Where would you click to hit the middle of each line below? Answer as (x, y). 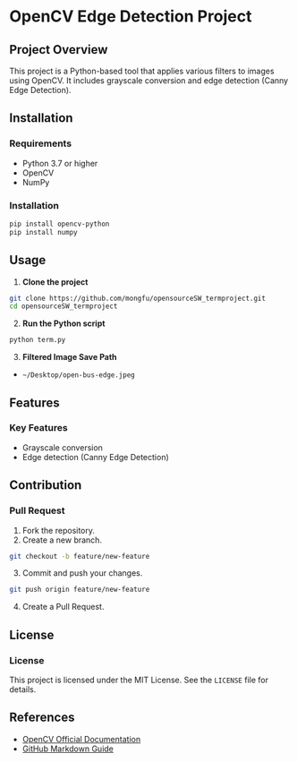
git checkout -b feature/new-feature (80, 556)
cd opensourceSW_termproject (64, 306)
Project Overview (59, 50)
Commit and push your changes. (82, 573)
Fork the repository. (59, 530)
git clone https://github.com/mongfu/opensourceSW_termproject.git (138, 298)
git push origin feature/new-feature (80, 590)
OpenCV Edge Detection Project (131, 17)
